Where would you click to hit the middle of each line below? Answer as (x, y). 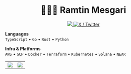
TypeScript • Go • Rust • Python (37, 39)
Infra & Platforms (23, 48)
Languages (17, 34)
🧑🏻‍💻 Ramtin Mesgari (83, 10)
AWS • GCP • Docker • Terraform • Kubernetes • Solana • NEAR (65, 54)
